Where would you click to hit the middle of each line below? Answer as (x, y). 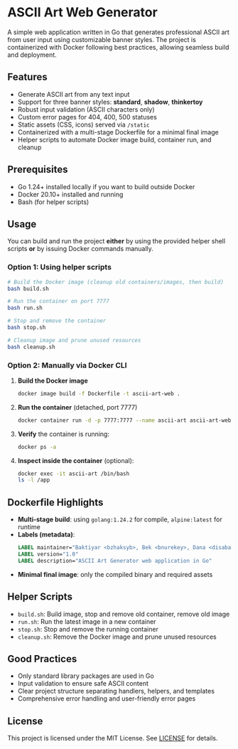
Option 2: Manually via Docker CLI (67, 365)
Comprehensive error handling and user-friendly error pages (107, 698)
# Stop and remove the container (57, 321)
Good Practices (42, 659)
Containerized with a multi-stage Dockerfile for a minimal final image (118, 132)
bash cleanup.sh (31, 347)
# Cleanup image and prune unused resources (74, 340)
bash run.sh (25, 308)
